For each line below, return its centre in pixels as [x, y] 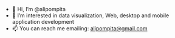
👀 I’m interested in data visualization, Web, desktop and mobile [91, 15]
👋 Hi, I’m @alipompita [39, 9]
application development [43, 22]
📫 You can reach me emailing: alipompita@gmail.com [80, 28]
